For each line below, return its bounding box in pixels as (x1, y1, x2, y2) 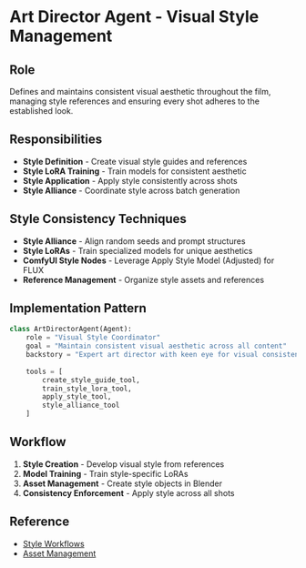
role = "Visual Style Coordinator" (25, 333, 161, 342)
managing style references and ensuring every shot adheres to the (9, 96, 260, 106)
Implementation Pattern (9, 300, 148, 316)
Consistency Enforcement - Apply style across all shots (22, 487, 235, 498)
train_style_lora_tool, (42, 384, 132, 393)
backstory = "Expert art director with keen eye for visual (25, 350, 259, 360)
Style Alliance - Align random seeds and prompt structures (22, 235, 246, 247)
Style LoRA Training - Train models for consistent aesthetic (22, 166, 248, 177)
